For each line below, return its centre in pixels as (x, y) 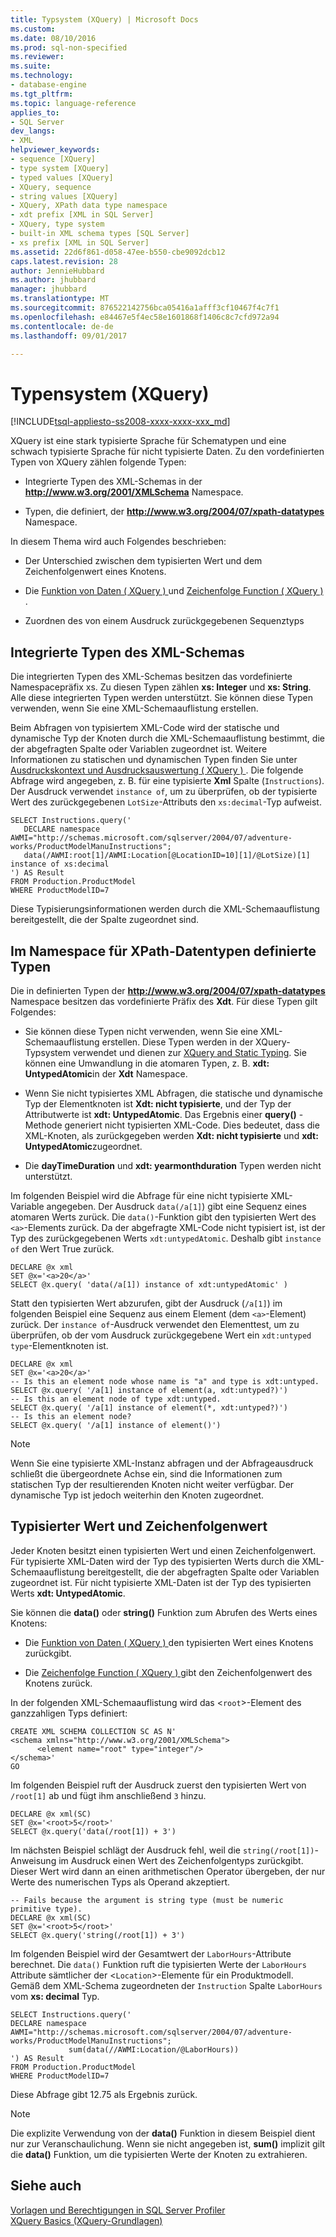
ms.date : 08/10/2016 (53, 38)
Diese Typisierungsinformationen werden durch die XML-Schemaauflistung (165, 909)
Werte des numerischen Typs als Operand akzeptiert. (120, 1882)
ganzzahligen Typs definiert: (69, 1713)
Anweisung (33, 1860)
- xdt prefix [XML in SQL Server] (82, 215)
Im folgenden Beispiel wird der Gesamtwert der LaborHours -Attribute (151, 1953)
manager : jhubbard (48, 289)
